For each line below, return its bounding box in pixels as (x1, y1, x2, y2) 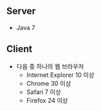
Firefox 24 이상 (26, 96, 68, 104)
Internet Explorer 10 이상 (26, 71, 95, 79)
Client (6, 44, 33, 55)
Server (6, 5, 36, 17)
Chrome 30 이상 (26, 79, 72, 87)
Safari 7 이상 (26, 88, 61, 96)
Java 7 (16, 23, 35, 31)
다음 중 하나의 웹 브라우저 (16, 62, 85, 70)
